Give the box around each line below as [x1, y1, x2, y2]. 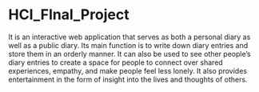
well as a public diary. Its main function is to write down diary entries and [8, 40, 249, 50]
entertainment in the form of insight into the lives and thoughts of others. [8, 74, 248, 84]
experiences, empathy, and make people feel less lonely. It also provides [8, 66, 248, 75]
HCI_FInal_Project [8, 6, 129, 24]
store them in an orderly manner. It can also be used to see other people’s [8, 49, 251, 58]
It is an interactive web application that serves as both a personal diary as [8, 32, 251, 42]
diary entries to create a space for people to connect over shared [8, 58, 224, 67]
